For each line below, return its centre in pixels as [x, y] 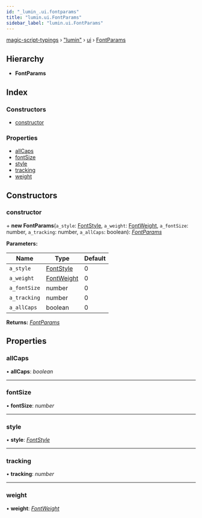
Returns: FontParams [33, 322]
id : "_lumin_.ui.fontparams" [43, 12]
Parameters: [22, 243]
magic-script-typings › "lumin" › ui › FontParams [66, 40]
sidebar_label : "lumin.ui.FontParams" [55, 23]
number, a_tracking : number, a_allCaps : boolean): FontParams [84, 232]
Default [95, 258]
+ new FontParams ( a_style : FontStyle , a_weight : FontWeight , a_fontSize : [97, 225]
